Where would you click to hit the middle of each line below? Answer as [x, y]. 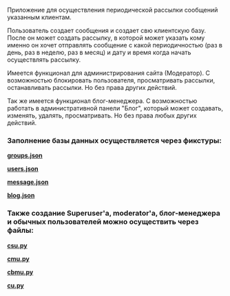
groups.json [25, 156]
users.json [23, 169]
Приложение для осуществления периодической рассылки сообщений [113, 10]
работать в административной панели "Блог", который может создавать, [115, 108]
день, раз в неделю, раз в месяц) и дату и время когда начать [99, 52]
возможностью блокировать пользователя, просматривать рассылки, [111, 80]
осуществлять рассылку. [44, 60]
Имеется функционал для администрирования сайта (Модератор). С [108, 73]
